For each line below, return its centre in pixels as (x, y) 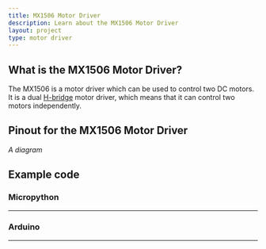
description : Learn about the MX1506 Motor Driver (93, 23)
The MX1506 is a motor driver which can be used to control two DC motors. (131, 89)
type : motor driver (40, 38)
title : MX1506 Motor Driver (55, 15)
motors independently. (45, 106)
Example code (44, 175)
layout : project (35, 30)
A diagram (25, 149)
